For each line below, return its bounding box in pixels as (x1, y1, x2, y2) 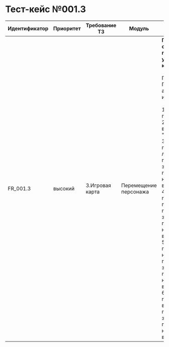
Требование (86, 22, 117, 29)
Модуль (129, 25, 149, 32)
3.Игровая (86, 182, 112, 189)
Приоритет (53, 25, 81, 32)
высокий (53, 185, 74, 192)
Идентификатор (8, 25, 49, 32)
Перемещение (121, 182, 157, 189)
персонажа (121, 188, 149, 195)
